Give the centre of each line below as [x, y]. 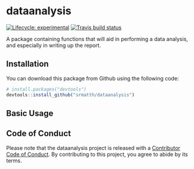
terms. [14, 160]
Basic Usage [30, 113]
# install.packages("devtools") [46, 89]
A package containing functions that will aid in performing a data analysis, [97, 39]
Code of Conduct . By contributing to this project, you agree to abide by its [97, 154]
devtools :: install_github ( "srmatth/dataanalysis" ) [70, 95]
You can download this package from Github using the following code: [93, 78]
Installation [27, 64]
